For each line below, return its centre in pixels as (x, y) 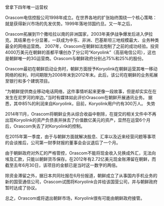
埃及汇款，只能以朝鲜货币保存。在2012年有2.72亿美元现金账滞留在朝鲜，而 (81, 159)
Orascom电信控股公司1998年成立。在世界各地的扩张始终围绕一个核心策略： (81, 18)
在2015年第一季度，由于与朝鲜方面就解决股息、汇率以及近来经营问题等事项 (81, 136)
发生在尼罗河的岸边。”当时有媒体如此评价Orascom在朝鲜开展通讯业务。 (76, 97)
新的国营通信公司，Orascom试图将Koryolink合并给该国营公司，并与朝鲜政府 (81, 182)
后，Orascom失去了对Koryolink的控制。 (45, 126)
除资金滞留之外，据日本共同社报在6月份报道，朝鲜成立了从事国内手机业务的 (81, 175)
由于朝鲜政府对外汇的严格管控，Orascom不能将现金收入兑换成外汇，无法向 (81, 153)
